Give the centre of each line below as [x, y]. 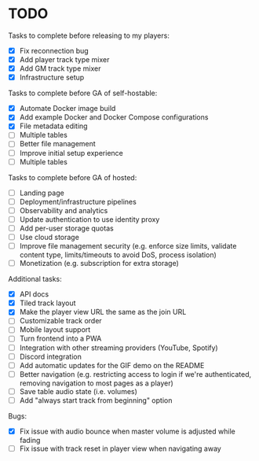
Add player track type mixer [64, 59]
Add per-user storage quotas [66, 228]
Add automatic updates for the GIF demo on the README [112, 365]
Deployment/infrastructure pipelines [78, 201]
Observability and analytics [64, 210]
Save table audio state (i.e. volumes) [78, 391]
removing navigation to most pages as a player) [97, 383]
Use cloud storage [49, 237]
